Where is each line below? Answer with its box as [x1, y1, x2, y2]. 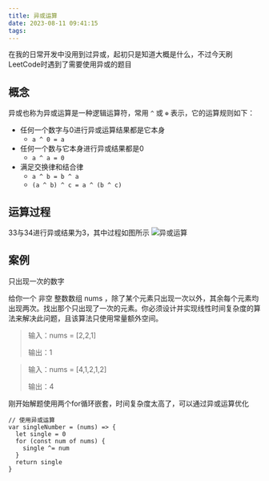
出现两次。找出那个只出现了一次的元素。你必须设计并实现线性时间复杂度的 [8, 303, 254, 313]
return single [15, 458, 62, 466]
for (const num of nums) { [15, 437, 106, 445]
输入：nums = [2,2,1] [27, 330, 96, 340]
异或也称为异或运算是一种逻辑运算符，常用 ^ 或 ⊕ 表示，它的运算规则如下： [8, 108, 255, 118]
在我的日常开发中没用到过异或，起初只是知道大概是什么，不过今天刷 [8, 50, 233, 59]
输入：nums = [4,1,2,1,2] [27, 364, 107, 374]
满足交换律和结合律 [19, 162, 84, 172]
